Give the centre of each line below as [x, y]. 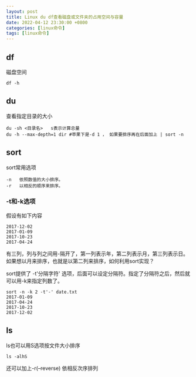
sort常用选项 [21, 167]
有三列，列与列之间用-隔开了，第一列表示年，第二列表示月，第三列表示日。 [97, 254]
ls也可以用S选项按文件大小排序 [43, 345]
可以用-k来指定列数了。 [35, 281]
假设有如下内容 [24, 216]
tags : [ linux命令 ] [28, 33]
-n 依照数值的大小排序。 [35, 180]
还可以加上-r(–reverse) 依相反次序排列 [52, 368]
